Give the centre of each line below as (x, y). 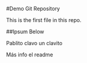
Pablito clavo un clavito (34, 43)
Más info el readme (30, 55)
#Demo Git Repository (33, 9)
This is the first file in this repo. (44, 20)
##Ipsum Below (25, 31)
